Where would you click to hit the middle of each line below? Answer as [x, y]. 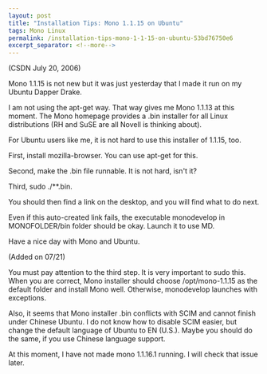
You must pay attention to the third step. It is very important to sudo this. [127, 273]
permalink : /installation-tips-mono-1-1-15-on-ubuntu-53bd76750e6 [121, 38]
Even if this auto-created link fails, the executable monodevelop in [117, 217]
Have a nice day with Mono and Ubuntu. [74, 241]
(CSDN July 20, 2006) [45, 68]
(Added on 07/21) [37, 257]
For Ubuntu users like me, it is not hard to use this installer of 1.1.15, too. [125, 140]
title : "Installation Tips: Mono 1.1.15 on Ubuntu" [96, 23]
